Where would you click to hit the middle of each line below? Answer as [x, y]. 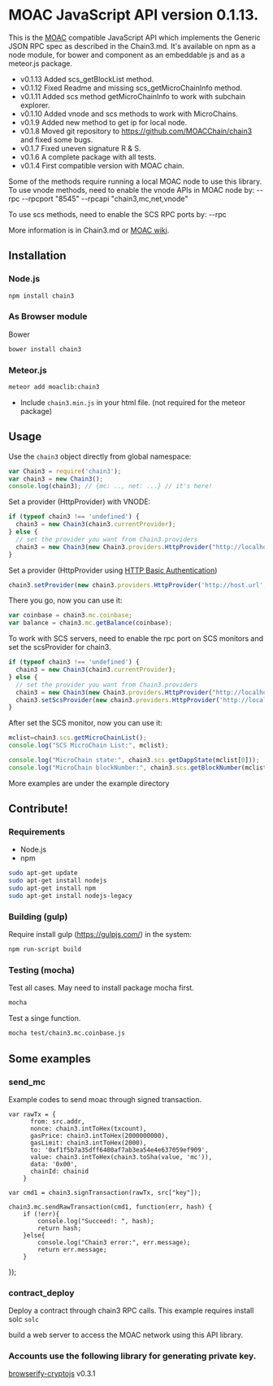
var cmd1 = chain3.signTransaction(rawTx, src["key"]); [105, 1192]
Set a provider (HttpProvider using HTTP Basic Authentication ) [113, 570]
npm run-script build [45, 949]
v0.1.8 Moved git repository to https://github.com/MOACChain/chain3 [136, 131]
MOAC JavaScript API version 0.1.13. [134, 15]
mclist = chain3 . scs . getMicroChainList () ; [78, 738]
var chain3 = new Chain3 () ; [56, 479]
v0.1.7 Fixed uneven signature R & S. [80, 148]
